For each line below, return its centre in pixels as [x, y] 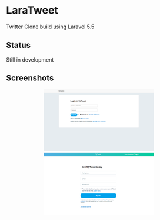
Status [19, 45]
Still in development [30, 59]
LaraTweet [32, 10]
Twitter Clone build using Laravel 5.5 [50, 27]
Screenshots [30, 78]
